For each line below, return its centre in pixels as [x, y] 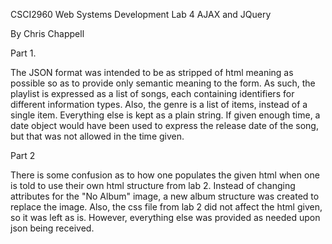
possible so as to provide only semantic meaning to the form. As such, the [163, 83]
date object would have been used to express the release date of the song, [164, 125]
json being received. [52, 228]
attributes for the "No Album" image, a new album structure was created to [165, 196]
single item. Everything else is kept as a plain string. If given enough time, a [165, 115]
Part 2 [23, 155]
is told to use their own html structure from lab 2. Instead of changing [153, 185]
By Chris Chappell [47, 33]
